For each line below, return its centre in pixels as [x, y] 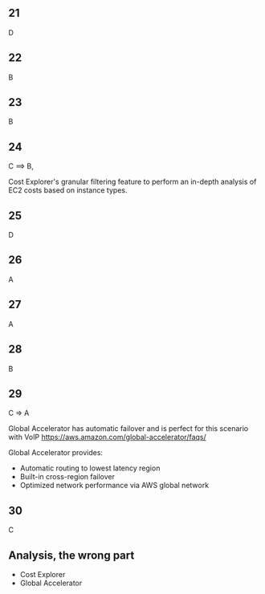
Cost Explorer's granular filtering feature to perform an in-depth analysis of [132, 182]
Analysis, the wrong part [71, 555]
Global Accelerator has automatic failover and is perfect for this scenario [128, 429]
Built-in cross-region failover [67, 477]
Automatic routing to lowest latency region [90, 468]
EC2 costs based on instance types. [68, 190]
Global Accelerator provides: [55, 453]
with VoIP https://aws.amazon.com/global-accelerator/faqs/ [107, 437]
